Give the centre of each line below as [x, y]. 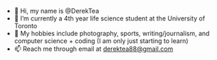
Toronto [26, 26]
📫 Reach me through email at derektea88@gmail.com [94, 49]
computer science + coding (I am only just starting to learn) [101, 41]
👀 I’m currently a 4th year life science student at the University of [110, 18]
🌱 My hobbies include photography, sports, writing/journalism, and [112, 33]
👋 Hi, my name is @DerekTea [57, 11]
